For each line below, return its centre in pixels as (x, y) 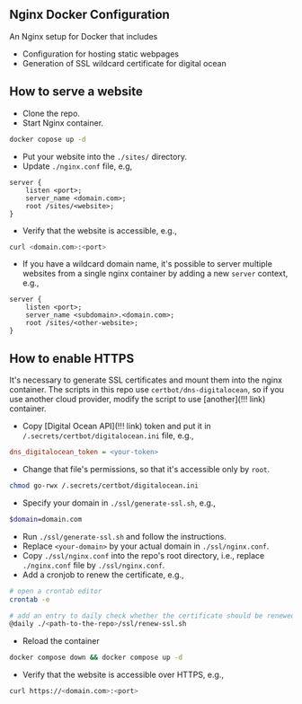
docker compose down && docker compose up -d (96, 658)
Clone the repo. (51, 113)
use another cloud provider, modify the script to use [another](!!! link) (138, 400)
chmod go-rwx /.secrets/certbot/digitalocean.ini (104, 486)
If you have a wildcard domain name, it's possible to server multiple (147, 264)
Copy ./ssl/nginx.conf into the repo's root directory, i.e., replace (143, 555)
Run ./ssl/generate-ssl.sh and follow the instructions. (124, 536)
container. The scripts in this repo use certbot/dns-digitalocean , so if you (147, 390)
